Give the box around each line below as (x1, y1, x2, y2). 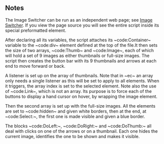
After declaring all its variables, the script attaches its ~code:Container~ (5, 37, 151, 43)
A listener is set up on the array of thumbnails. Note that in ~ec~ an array (5, 72, 154, 78)
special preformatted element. (5, 27, 66, 33)
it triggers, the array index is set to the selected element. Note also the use (5, 83, 157, 89)
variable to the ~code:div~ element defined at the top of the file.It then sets (5, 42, 158, 48)
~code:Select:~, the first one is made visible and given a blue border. (5, 113, 145, 119)
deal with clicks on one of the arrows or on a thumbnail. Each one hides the (5, 128, 158, 134)
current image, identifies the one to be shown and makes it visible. (5, 133, 140, 139)
